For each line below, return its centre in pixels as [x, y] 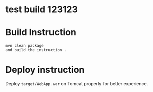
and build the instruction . [36, 50]
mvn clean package [24, 46]
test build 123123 [42, 9]
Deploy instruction [45, 70]
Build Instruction [41, 32]
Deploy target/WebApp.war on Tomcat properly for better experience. [77, 84]
